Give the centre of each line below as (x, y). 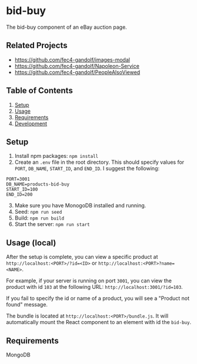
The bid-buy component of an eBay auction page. (67, 27)
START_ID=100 (22, 190)
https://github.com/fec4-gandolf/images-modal (72, 59)
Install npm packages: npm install (56, 156)
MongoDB (18, 355)
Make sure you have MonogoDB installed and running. (80, 205)
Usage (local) (31, 243)
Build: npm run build (39, 218)
